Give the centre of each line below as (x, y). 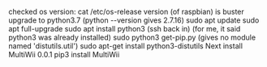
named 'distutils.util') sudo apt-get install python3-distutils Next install (126, 46)
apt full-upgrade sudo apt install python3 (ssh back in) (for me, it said (125, 29)
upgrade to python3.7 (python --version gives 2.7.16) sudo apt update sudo (134, 20)
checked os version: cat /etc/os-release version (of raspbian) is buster (127, 12)
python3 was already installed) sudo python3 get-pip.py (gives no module (132, 37)
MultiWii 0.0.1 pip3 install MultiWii (64, 54)
